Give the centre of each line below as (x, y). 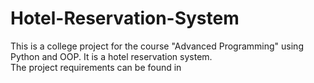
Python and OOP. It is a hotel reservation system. (111, 56)
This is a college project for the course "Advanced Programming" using (157, 46)
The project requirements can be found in (96, 67)
